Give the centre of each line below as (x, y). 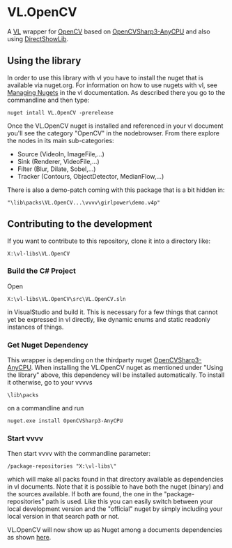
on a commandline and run (46, 408)
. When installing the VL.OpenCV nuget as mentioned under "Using (127, 368)
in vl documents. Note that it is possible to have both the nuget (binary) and (116, 487)
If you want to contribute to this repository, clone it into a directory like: (109, 241)
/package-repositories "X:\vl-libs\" (62, 466)
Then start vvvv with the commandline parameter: (79, 454)
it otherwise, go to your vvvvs (50, 383)
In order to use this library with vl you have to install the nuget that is (105, 77)
